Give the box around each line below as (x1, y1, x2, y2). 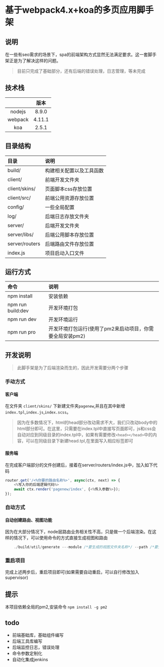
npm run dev (7, 316, 37, 323)
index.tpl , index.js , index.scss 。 (5, 409, 71, 415)
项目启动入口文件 (45, 250, 84, 256)
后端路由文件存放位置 (45, 240, 94, 247)
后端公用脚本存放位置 (45, 231, 94, 238)
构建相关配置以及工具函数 (45, 167, 104, 174)
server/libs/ (7, 231, 34, 238)
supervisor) (5, 575, 28, 580)
